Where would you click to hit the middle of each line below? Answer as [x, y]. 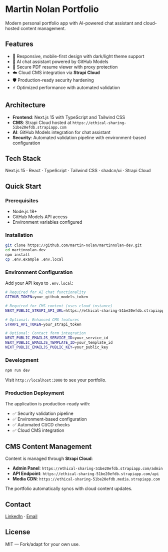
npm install [17, 255]
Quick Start [23, 186]
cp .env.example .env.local [34, 259]
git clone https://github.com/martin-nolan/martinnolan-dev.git [73, 245]
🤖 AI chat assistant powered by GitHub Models [60, 62]
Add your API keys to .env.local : [39, 283]
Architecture [25, 105]
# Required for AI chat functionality [45, 292]
